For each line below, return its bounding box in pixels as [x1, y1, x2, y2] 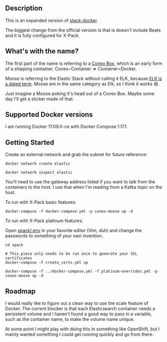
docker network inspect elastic [5, 170, 72, 175]
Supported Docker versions [5, 110, 93, 119]
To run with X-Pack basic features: [5, 199, 76, 205]
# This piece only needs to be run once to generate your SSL [5, 251, 137, 257]
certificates [5, 256, 32, 261]
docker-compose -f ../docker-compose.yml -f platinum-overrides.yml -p [5, 269, 157, 274]
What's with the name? [5, 47, 79, 56]
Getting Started [5, 138, 54, 147]
